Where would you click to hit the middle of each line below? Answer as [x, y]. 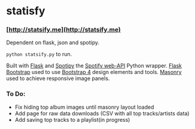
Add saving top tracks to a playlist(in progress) [72, 119]
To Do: [16, 94]
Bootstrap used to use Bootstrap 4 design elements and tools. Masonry [94, 72]
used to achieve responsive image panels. [58, 78]
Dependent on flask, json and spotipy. [53, 42]
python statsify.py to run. [39, 54]
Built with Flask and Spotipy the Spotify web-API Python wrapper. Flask [94, 66]
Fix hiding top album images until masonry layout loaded [84, 107]
